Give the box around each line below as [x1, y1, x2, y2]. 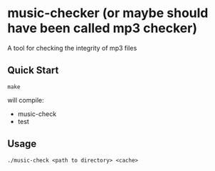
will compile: [7, 95, 44, 104]
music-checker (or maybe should [7, 5, 209, 21]
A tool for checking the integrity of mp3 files [7, 43, 137, 52]
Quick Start [7, 64, 59, 76]
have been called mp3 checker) [7, 20, 198, 36]
